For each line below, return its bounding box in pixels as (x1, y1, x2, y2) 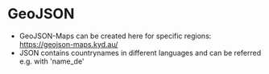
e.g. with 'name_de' (19, 56, 85, 66)
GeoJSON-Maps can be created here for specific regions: (19, 31, 212, 41)
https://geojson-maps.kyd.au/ (19, 39, 118, 49)
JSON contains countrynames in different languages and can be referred (19, 48, 262, 57)
